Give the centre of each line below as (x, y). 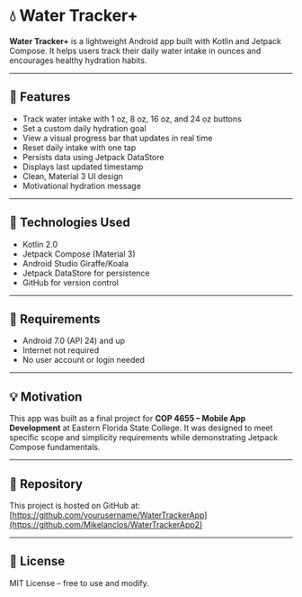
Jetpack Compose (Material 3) (79, 254)
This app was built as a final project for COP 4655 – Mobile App (128, 419)
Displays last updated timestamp (83, 167)
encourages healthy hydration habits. (78, 60)
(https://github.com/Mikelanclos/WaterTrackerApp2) (106, 525)
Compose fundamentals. (55, 448)
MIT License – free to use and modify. (80, 583)
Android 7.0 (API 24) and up (74, 341)
